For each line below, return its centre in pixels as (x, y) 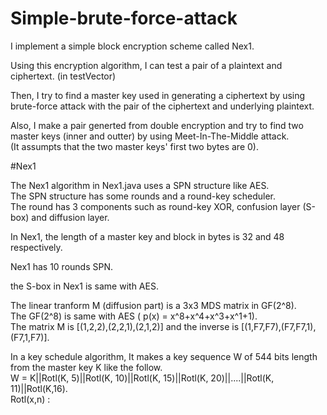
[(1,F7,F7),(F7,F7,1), (279, 326)
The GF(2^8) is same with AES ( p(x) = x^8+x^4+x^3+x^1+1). (134, 316)
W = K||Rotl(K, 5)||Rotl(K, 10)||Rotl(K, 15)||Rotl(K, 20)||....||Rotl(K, (142, 378)
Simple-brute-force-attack (124, 18)
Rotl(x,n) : (30, 399)
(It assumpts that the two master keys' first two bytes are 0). (134, 146)
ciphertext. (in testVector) (63, 76)
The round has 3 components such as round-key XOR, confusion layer (155, 206)
